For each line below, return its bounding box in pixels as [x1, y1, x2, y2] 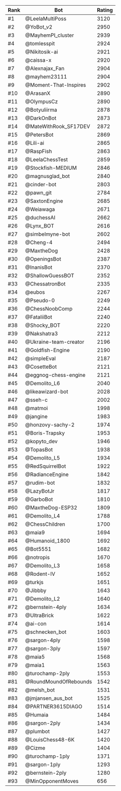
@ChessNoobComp [25, 305, 72, 312]
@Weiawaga [25, 206, 55, 213]
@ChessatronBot [25, 280, 66, 287]
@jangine [25, 413, 48, 420]
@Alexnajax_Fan [25, 65, 65, 72]
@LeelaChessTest [25, 156, 68, 163]
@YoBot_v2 [25, 23, 53, 30]
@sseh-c [25, 396, 48, 403]
